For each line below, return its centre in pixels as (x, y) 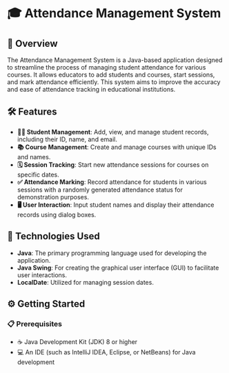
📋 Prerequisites (34, 323)
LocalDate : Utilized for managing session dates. (85, 282)
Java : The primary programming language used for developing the (112, 253)
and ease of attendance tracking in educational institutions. (91, 89)
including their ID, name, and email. (67, 139)
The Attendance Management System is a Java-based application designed (115, 60)
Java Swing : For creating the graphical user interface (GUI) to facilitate (118, 268)
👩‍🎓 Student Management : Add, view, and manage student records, (113, 132)
